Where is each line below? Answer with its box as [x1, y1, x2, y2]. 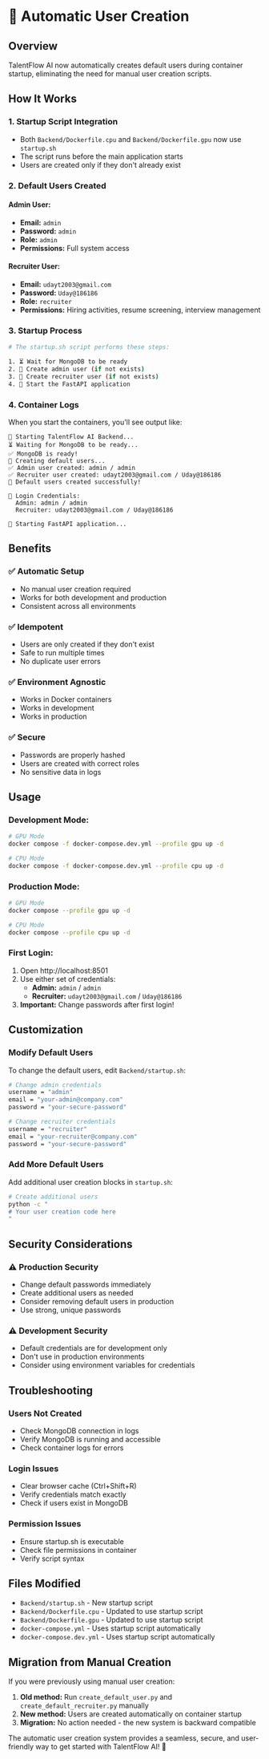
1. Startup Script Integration [8, 116, 118, 128]
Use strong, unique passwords [19, 1305, 122, 1315]
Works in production [19, 711, 87, 721]
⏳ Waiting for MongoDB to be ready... [8, 440, 139, 448]
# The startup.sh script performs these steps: [8, 343, 171, 351]
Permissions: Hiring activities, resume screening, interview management [19, 305, 261, 315]
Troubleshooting [8, 1384, 94, 1397]
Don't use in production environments [19, 1352, 145, 1362]
